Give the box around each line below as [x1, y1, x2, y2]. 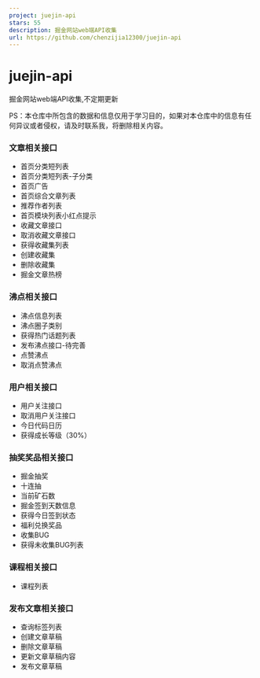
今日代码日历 [20, 421, 62, 430]
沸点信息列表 [20, 311, 62, 320]
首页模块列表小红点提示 [20, 211, 97, 220]
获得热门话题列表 [20, 330, 76, 340]
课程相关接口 [9, 562, 58, 573]
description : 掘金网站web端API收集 [9, 26, 117, 34]
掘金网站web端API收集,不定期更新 [9, 94, 119, 104]
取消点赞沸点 [20, 359, 62, 370]
